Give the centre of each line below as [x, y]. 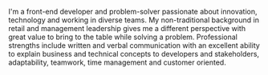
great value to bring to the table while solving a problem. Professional [123, 37]
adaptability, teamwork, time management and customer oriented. [117, 62]
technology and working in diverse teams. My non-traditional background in [134, 20]
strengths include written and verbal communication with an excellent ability [134, 45]
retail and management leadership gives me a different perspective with [127, 28]
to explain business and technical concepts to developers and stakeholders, [134, 54]
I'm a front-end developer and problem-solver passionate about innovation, [133, 12]
